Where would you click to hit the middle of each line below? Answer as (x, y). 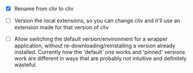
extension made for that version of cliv (61, 28)
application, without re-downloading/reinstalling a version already (95, 46)
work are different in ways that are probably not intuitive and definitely (100, 59)
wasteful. (25, 65)
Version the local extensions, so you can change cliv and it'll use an (97, 21)
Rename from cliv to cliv (44, 9)
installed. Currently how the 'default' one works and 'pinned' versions (100, 52)
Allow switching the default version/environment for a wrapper (91, 39)
